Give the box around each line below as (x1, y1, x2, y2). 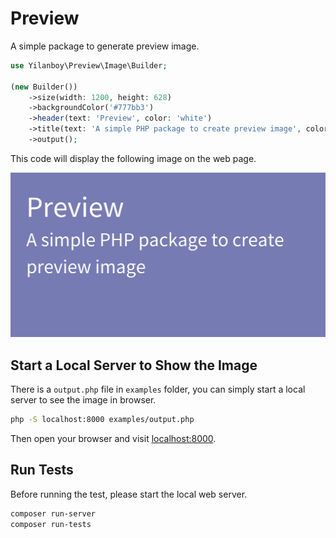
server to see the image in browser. (10, 394, 157, 406)
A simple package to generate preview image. (10, 40, 200, 52)
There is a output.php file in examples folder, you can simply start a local (10, 383, 306, 396)
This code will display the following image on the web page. (10, 152, 257, 164)
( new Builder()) (10, 82, 78, 92)
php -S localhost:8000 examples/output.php (10, 415, 195, 425)
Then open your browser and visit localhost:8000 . (10, 432, 217, 444)
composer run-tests (10, 519, 92, 529)
